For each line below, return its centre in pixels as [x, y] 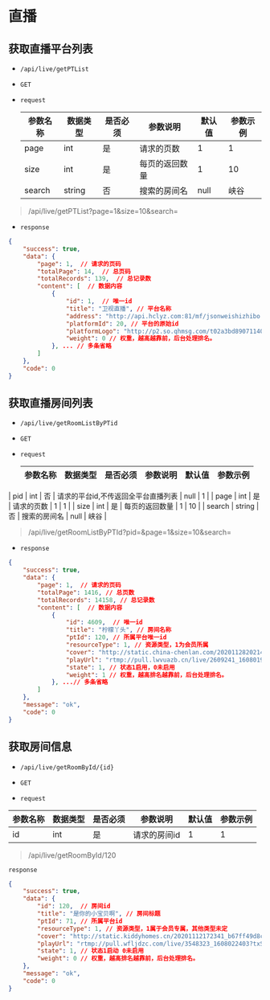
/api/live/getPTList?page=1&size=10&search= [103, 211]
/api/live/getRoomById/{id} [67, 767]
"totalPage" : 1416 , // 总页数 [86, 592]
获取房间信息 [40, 747]
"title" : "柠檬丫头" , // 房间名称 [119, 630]
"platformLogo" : [93, 331]
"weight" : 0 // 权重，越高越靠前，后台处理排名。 [141, 338]
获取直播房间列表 [51, 403]
